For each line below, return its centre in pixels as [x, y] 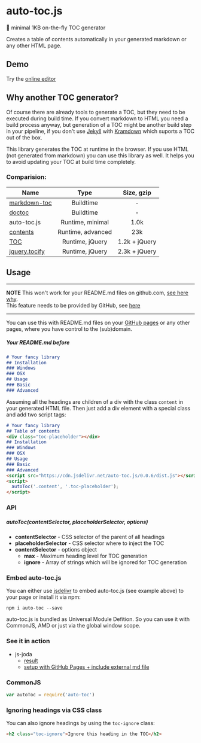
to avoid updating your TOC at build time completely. [71, 162]
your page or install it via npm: [43, 597]
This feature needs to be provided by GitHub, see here [73, 305]
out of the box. [24, 137]
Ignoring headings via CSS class [54, 710]
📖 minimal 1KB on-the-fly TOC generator [56, 28]
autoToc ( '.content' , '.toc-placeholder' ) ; [65, 487]
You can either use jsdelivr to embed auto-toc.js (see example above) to [95, 591]
